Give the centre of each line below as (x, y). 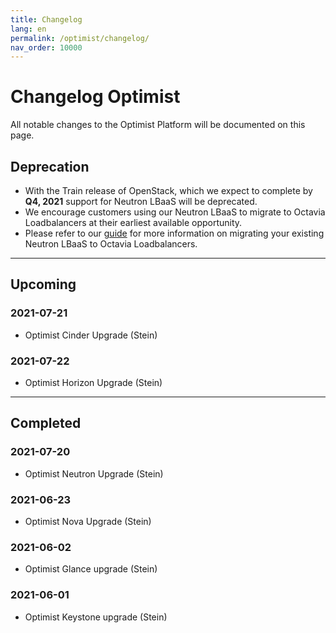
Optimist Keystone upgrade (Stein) (96, 617)
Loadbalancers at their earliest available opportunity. (133, 222)
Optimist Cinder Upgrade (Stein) (91, 335)
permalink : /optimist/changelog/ (80, 38)
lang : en (28, 29)
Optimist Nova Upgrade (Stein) (88, 521)
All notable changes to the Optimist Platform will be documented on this (158, 125)
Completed (46, 423)
